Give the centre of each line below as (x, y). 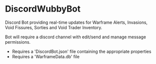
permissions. (18, 42)
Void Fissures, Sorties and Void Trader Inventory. (54, 27)
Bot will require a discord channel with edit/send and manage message (76, 37)
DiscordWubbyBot (43, 9)
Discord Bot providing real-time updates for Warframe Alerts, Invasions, (76, 22)
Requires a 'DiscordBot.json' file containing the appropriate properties (82, 51)
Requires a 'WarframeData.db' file (46, 56)
